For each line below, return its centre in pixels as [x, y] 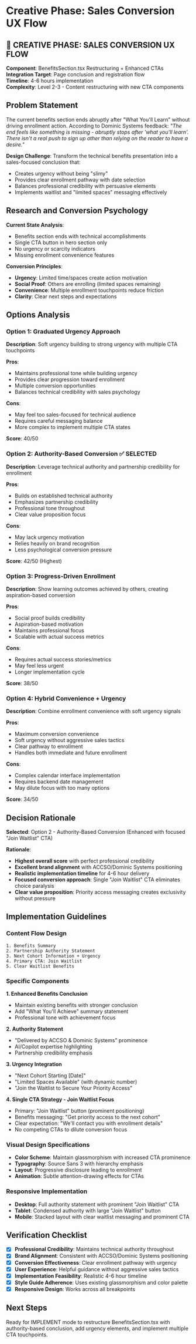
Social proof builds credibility [50, 618]
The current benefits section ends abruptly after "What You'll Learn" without [98, 119]
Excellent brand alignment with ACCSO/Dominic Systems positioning [98, 867]
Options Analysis [38, 315]
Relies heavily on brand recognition [57, 543]
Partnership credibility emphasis [53, 1053]
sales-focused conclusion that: [43, 162]
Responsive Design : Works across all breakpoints [75, 1289]
